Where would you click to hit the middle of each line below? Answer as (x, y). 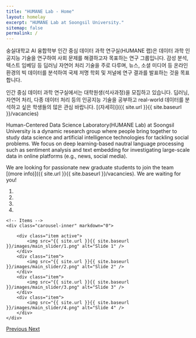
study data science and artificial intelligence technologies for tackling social (97, 138)
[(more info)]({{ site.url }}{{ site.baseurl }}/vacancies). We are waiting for (94, 174)
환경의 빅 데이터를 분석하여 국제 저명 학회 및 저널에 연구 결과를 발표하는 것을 (93, 73)
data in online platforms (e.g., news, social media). (67, 156)
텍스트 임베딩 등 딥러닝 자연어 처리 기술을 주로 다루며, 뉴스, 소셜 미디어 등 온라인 (97, 66)
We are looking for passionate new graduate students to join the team (90, 168)
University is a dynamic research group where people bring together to (92, 131)
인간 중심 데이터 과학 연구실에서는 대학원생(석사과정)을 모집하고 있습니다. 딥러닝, (98, 93)
